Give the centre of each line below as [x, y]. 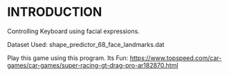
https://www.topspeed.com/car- [176, 58]
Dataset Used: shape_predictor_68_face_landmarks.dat [86, 44]
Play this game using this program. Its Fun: [68, 58]
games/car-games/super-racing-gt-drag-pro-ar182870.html [93, 65]
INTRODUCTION [55, 12]
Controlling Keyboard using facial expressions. [73, 31]
